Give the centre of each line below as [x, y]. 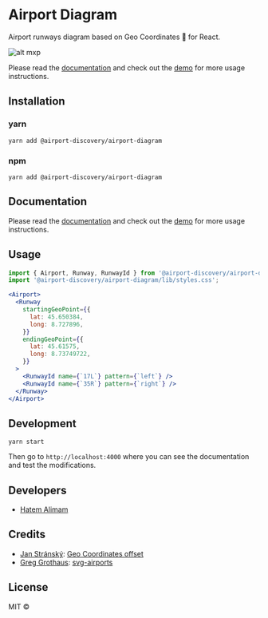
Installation [37, 101]
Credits [27, 535]
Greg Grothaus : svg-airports [66, 562]
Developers [37, 490]
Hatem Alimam [44, 509]
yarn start [26, 442]
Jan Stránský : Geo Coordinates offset [81, 553]
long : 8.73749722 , [60, 354]
